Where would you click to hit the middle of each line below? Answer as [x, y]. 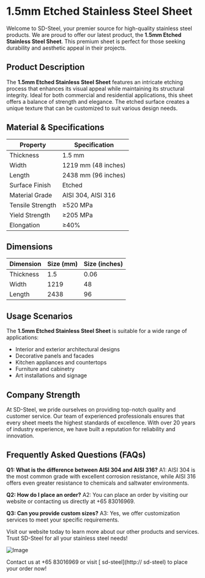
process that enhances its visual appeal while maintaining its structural [95, 88]
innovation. [20, 435]
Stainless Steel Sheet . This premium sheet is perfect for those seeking [96, 41]
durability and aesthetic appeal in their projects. [66, 48]
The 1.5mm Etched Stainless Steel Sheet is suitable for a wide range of [97, 331]
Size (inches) [103, 264]
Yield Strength [30, 215]
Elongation [25, 225]
